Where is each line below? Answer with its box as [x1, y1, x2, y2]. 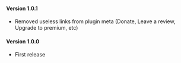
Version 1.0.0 [6, 37, 40, 45]
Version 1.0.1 [6, 5, 38, 12]
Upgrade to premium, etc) [14, 24, 78, 31]
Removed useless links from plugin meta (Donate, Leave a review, [14, 18, 176, 25]
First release [14, 51, 46, 58]
